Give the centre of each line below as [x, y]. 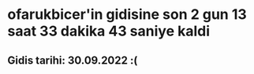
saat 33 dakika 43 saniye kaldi [109, 31]
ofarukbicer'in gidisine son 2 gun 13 [127, 15]
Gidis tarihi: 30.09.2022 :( [73, 60]
